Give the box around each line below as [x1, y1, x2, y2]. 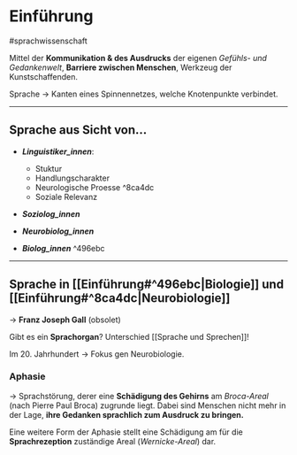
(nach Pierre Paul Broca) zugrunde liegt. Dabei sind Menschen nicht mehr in [9, 400, 286, 411]
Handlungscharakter [34, 173, 110, 183]
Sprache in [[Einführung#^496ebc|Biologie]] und [9, 277, 285, 292]
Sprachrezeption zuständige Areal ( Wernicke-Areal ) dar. [9, 436, 217, 446]
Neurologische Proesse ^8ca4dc [34, 181, 155, 192]
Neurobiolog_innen [21, 226, 95, 236]
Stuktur [34, 163, 63, 174]
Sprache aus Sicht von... [9, 122, 148, 138]
